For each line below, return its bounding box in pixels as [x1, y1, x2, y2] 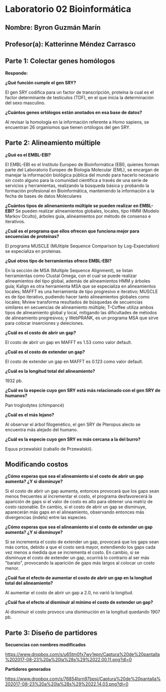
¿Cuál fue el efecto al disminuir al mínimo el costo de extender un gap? [5, 599, 153, 605]
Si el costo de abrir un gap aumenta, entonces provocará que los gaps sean [5, 488, 160, 494]
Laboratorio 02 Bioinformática [5, 3, 131, 15]
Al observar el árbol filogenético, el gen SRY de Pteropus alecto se [5, 421, 141, 427]
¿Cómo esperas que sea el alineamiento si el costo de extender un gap [5, 524, 153, 530]
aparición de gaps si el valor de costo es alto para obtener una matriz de [5, 499, 153, 505]
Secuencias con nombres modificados [5, 642, 86, 648]
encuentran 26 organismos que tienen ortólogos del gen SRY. [5, 124, 131, 130]
